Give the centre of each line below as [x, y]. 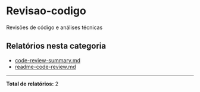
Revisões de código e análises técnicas [54, 27]
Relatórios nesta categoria [56, 46]
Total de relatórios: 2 [32, 84]
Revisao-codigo [46, 11]
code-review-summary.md [48, 60]
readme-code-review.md [45, 66]
